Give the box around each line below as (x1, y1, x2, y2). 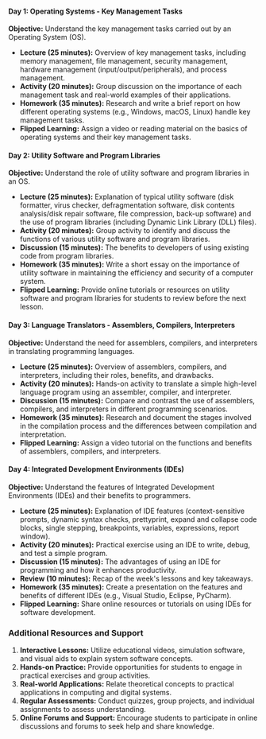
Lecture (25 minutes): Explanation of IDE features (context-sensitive (19, 506, 245, 515)
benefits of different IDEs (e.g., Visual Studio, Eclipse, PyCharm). (19, 590, 232, 600)
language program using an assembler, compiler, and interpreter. (19, 387, 232, 397)
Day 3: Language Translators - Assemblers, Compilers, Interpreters (8, 321, 236, 329)
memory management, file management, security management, (19, 56, 229, 66)
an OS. (8, 177, 30, 186)
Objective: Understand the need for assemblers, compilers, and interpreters (8, 338, 258, 348)
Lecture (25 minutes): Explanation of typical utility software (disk (19, 192, 234, 202)
